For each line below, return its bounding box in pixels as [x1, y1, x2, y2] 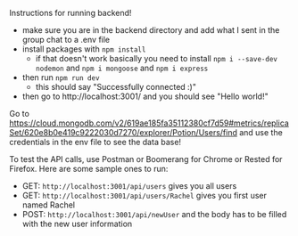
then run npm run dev [21, 72, 100, 83]
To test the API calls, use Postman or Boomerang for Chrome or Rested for [9, 154, 283, 164]
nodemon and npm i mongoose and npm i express [35, 62, 209, 73]
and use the [239, 127, 283, 137]
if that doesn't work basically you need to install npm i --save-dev [35, 53, 278, 63]
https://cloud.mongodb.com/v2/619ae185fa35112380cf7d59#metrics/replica [9, 118, 290, 128]
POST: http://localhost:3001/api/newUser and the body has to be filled [21, 209, 287, 219]
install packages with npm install [21, 44, 146, 54]
